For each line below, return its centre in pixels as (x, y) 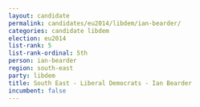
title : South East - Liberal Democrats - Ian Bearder (100, 83)
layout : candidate (39, 16)
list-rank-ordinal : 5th (48, 53)
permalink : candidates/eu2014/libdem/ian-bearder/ (95, 23)
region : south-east (41, 68)
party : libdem (32, 76)
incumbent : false (37, 91)
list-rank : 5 (30, 46)
